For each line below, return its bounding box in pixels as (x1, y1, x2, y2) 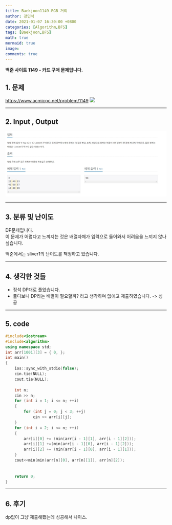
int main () (5, 355, 29, 360)
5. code (5, 319, 30, 328)
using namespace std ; (5, 344, 52, 349)
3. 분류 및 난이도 (5, 212, 54, 221)
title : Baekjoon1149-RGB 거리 (5, 8, 68, 13)
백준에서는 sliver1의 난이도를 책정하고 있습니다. (5, 251, 99, 257)
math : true (5, 35, 29, 40)
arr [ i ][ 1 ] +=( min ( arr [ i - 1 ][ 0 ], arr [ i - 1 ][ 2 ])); (24, 442, 134, 447)
